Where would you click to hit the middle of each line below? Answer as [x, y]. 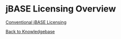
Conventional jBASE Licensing [36, 22]
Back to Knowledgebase [30, 31]
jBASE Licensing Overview [61, 9]
